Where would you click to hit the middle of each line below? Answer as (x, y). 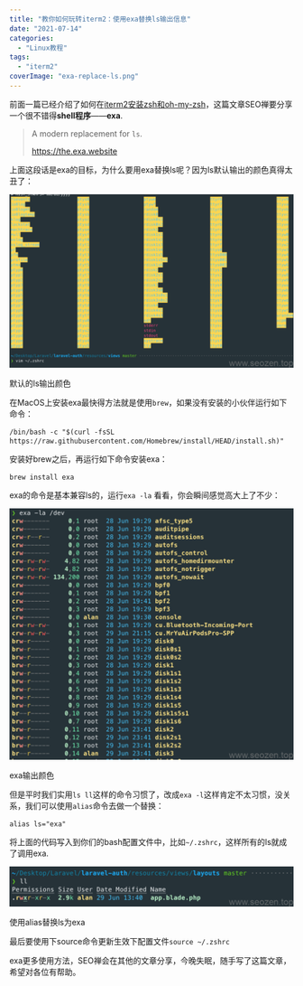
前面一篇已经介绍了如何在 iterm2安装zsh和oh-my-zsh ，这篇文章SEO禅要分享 (151, 104)
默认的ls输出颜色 (40, 383)
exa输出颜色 (32, 775)
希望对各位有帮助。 (45, 972)
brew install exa (42, 477)
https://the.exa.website (74, 151)
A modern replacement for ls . (87, 133)
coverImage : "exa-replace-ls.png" (74, 77)
